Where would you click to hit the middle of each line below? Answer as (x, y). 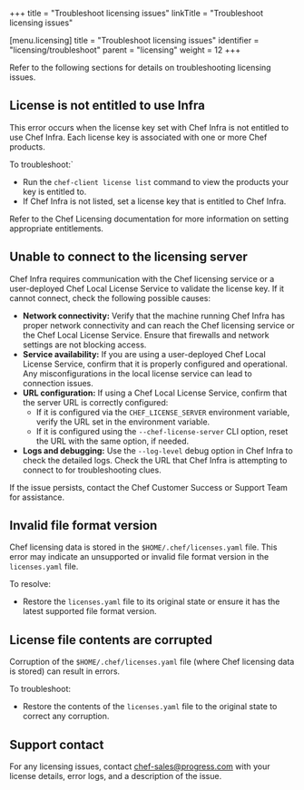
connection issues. (58, 383)
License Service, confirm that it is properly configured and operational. (155, 364)
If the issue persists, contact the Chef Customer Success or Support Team (149, 487)
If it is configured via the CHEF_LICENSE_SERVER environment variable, (163, 412)
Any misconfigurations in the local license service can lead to (137, 373)
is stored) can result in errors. (65, 671)
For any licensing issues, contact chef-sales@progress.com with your (140, 766)
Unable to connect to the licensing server (128, 257)
